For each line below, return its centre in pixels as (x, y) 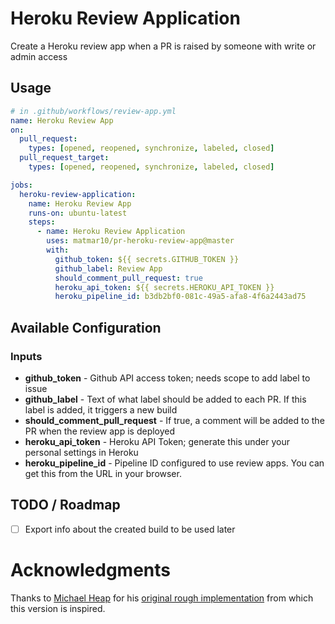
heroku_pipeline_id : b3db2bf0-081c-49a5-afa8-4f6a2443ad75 (180, 297)
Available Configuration (86, 327)
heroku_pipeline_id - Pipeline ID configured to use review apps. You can (174, 463)
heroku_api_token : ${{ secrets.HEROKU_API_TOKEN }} (164, 287)
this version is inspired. (58, 608)
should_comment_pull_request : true (128, 278)
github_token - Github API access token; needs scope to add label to (167, 378)
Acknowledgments (91, 570)
